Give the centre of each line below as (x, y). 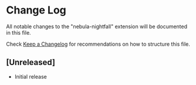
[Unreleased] (31, 62)
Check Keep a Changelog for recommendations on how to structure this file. (98, 44)
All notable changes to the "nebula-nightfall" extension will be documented (97, 26)
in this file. (18, 32)
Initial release (31, 76)
